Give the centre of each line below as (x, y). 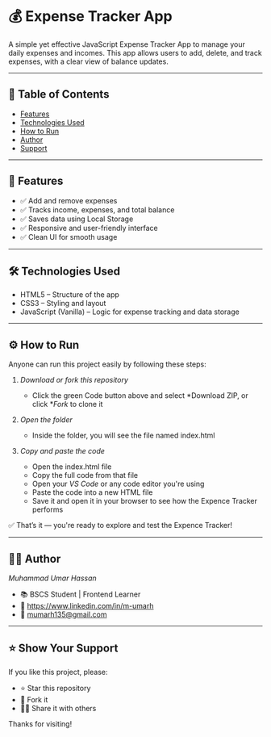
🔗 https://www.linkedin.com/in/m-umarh (87, 606)
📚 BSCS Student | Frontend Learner (80, 594)
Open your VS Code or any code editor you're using (118, 484)
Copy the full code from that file (85, 475)
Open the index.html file (72, 467)
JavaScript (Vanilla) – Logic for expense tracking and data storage (129, 312)
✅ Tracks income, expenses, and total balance (97, 209)
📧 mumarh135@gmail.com (63, 614)
